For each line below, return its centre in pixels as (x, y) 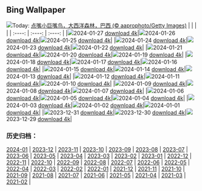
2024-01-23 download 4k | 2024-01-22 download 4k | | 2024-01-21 (94, 47)
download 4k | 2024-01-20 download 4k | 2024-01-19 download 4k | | (97, 55)
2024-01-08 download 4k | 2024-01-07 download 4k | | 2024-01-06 (95, 91)
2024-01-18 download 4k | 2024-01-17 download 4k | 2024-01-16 (92, 62)
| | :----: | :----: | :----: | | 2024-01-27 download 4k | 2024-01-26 (91, 33)
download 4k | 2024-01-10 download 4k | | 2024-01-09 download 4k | (97, 83)
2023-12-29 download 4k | (39, 119)
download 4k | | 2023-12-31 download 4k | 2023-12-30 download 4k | (96, 113)
